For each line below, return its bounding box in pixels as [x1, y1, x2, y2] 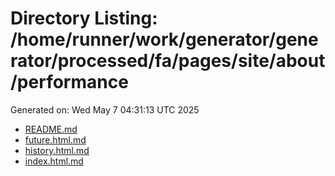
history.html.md [24, 144, 90, 156]
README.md [24, 123, 78, 135]
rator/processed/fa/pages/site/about [10, 50, 326, 72]
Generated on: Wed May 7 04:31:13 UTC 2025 [10, 103, 200, 116]
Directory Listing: [10, 7, 158, 30]
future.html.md [24, 133, 87, 146]
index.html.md [24, 155, 84, 167]
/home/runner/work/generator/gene [10, 28, 319, 51]
